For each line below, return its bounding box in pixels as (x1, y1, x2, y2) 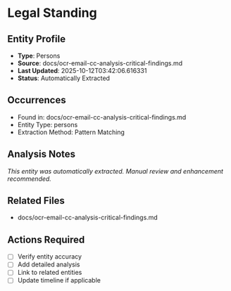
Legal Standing (7, 5, 97, 21)
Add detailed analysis (17, 260, 80, 269)
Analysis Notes (7, 148, 76, 160)
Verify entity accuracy (17, 252, 82, 261)
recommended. (7, 174, 51, 183)
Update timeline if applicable (17, 276, 101, 285)
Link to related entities (17, 269, 82, 277)
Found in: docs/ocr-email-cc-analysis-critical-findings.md (17, 112, 187, 121)
